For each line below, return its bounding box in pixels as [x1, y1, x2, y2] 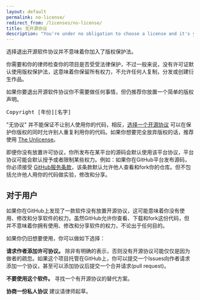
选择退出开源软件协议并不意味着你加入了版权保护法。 [6, 48, 137, 55]
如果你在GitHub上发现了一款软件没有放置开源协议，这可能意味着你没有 [6, 207, 180, 214]
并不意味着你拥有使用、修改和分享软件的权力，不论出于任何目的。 [6, 222, 168, 229]
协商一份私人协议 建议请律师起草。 [6, 287, 91, 295]
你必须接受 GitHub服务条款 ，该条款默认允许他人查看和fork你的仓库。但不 [6, 163, 186, 171]
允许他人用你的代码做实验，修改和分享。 [11, 171, 111, 178]
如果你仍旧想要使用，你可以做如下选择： [6, 234, 105, 242]
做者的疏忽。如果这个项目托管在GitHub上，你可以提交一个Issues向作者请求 [6, 255, 190, 262]
